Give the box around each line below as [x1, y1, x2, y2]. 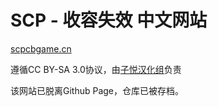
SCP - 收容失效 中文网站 [10, 9, 208, 32]
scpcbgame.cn [10, 42, 72, 55]
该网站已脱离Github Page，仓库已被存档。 [10, 84, 185, 96]
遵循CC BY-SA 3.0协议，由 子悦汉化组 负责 [10, 63, 182, 75]
